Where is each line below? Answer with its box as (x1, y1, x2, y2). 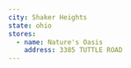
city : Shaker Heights (8, 12, 88, 22)
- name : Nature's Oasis (16, 37, 103, 47)
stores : (8, 29, 37, 38)
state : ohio (8, 21, 52, 30)
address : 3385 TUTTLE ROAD (24, 46, 123, 55)
